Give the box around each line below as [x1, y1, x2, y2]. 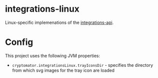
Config [5, 37, 33, 48]
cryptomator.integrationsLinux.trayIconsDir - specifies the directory [12, 62, 153, 68]
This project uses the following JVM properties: [5, 53, 100, 58]
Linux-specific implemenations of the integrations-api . [5, 19, 114, 25]
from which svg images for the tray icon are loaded [12, 67, 115, 73]
